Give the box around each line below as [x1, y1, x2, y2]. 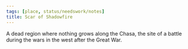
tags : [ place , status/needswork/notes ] [6, 8, 105, 15]
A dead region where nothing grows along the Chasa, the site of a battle [6, 30, 182, 37]
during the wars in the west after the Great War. [6, 36, 123, 43]
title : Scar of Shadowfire [6, 14, 73, 20]
